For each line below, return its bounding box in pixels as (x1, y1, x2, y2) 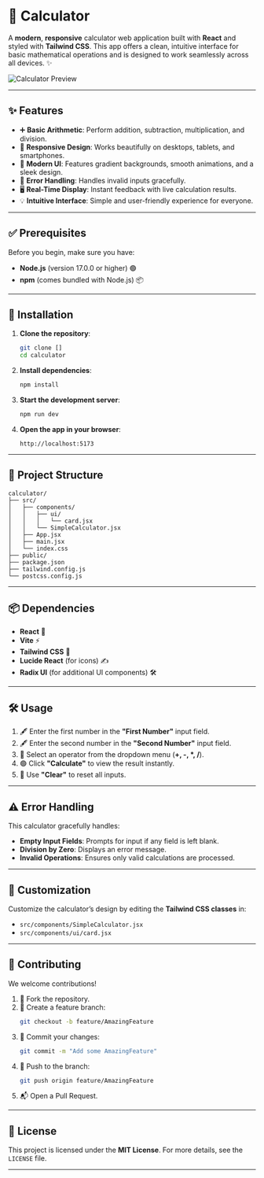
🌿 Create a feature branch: (19, 1003, 106, 1012)
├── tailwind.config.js (8, 565, 86, 573)
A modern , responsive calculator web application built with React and (8, 33, 236, 42)
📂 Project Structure (8, 468, 104, 482)
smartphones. (19, 150, 65, 160)
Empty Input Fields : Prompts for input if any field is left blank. (19, 836, 220, 846)
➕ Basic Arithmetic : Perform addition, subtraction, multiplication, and (19, 125, 245, 135)
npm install (19, 381, 59, 389)
